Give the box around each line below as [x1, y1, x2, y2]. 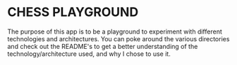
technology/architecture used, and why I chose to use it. [7, 50, 171, 58]
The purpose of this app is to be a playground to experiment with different [7, 27, 222, 36]
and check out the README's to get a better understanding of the [7, 42, 198, 50]
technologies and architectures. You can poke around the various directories [7, 34, 230, 43]
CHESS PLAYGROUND [7, 4, 139, 20]
